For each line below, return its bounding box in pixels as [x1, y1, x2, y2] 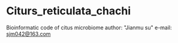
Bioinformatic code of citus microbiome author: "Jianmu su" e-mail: [6, 24, 172, 31]
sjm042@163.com [6, 30, 51, 37]
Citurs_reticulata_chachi [6, 4, 131, 18]
